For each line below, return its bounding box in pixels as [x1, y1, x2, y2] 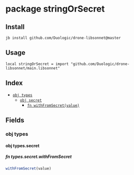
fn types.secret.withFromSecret [5, 154, 72, 159]
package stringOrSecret [5, 3, 105, 15]
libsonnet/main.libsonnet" [5, 65, 60, 71]
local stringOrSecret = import [5, 62, 69, 66]
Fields [5, 116, 25, 125]
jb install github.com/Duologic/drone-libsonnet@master [5, 35, 121, 40]
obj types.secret [5, 143, 40, 148]
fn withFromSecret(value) [27, 103, 80, 108]
